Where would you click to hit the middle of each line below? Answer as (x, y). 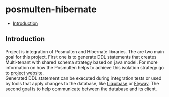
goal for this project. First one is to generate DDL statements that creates (81, 57)
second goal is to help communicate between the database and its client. (81, 89)
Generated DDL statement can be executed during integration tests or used (83, 78)
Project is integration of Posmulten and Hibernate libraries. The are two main (85, 51)
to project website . (25, 73)
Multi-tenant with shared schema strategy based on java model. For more (81, 62)
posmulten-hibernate (51, 9)
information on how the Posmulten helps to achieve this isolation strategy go (85, 67)
